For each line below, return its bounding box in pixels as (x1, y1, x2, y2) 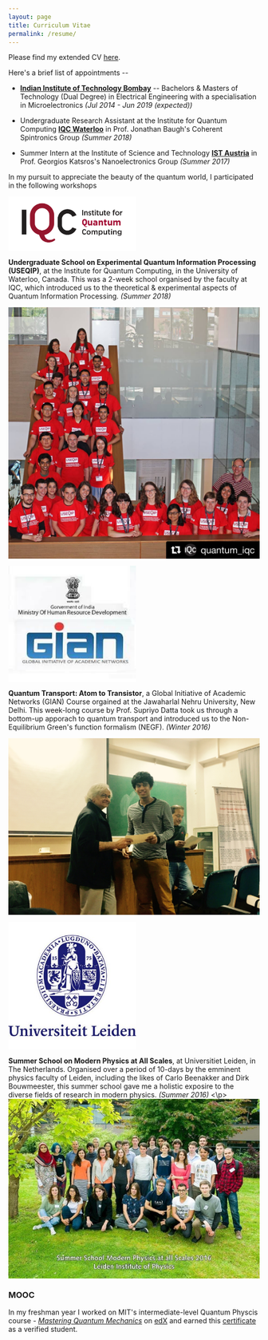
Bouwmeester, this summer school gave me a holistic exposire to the (8, 1081, 235, 1091)
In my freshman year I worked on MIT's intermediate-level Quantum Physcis (8, 1307, 258, 1317)
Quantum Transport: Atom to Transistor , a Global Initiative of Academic (8, 688, 246, 698)
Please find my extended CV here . (8, 53, 121, 62)
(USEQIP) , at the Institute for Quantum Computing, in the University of (8, 266, 238, 275)
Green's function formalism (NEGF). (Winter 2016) (46, 722, 211, 732)
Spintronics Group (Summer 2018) (19, 132, 132, 143)
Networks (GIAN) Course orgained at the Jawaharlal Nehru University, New (8, 697, 256, 706)
